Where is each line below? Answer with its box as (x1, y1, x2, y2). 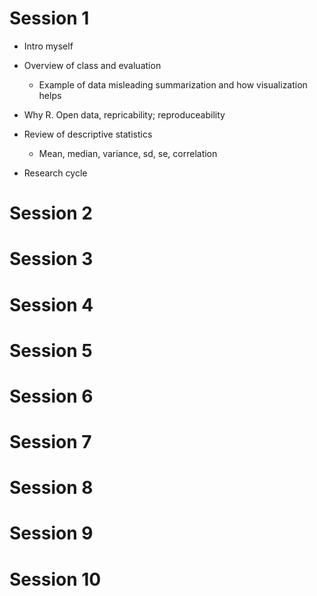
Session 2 (9, 202, 93, 225)
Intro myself (23, 40, 74, 52)
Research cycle (23, 167, 88, 179)
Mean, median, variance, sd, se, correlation (38, 147, 218, 159)
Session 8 (9, 477, 94, 499)
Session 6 (9, 385, 94, 407)
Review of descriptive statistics (23, 128, 153, 140)
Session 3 (9, 248, 94, 271)
